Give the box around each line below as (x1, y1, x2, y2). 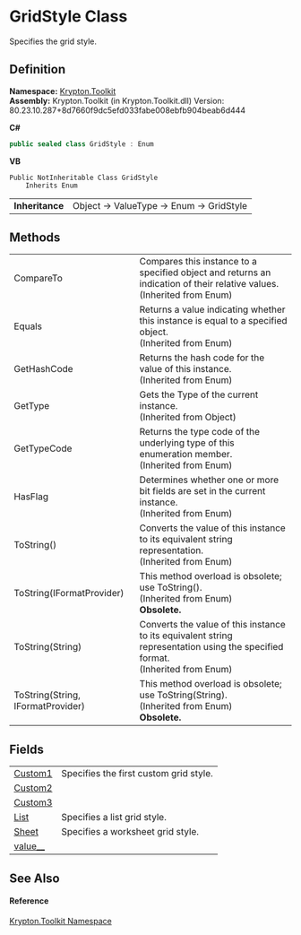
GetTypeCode (13, 442, 73, 455)
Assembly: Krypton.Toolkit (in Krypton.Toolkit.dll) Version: (9, 95, 225, 106)
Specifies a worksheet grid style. (61, 826, 200, 838)
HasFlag (13, 490, 49, 503)
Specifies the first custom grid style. (61, 767, 213, 780)
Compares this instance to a (139, 255, 257, 268)
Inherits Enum (25, 181, 78, 190)
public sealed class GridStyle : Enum (9, 139, 154, 149)
